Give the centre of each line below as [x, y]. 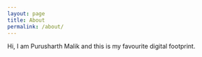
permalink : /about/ [36, 26]
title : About [26, 20]
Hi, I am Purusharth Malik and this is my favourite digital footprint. [101, 47]
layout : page [26, 14]
